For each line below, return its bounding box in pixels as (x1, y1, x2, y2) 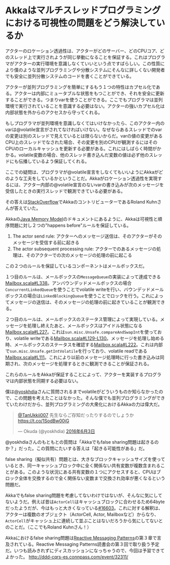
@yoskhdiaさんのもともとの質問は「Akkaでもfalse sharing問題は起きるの (5, 439, 159, 445)
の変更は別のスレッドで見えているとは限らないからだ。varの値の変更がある (5, 132, 163, 139)
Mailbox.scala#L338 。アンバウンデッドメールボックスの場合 (5, 280, 132, 286)
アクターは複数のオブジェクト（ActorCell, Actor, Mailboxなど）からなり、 (5, 511, 159, 517)
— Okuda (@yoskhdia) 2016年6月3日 (17, 428, 95, 434)
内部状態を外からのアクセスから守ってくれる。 (5, 109, 103, 115)
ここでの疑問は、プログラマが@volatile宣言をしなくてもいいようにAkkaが (5, 169, 159, 175)
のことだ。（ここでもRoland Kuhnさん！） (5, 524, 92, 530)
